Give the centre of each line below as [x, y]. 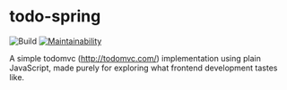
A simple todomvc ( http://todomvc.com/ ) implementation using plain [135, 58]
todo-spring [55, 16]
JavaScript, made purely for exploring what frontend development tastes [143, 68]
